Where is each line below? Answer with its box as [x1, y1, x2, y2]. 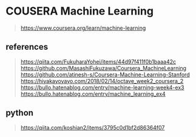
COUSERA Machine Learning [5, 4, 154, 18]
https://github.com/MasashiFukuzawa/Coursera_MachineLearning [20, 64, 186, 72]
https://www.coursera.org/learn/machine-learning [20, 24, 146, 32]
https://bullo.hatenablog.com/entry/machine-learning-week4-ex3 [20, 84, 184, 91]
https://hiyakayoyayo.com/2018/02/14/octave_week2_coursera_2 [20, 77, 184, 84]
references [5, 42, 49, 52]
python [5, 108, 34, 118]
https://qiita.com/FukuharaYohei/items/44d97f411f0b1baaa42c [20, 58, 177, 65]
